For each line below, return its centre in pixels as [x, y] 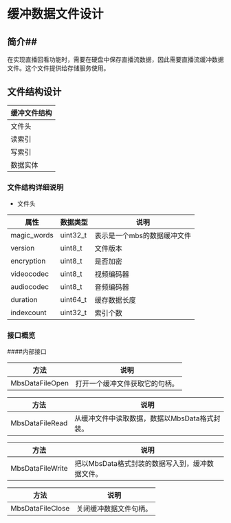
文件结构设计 [34, 92]
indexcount [29, 312]
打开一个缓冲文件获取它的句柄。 [127, 384]
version [23, 248]
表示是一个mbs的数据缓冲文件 [143, 236]
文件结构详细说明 [35, 187]
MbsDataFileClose [40, 509]
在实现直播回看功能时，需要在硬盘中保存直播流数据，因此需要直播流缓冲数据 [115, 60]
